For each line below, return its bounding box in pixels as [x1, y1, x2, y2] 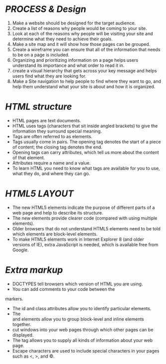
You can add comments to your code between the [12, 286, 115, 292]
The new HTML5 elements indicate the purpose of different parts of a [12, 204, 155, 210]
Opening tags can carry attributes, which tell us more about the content [12, 149, 159, 155]
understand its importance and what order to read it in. [12, 62, 125, 68]
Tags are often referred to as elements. [12, 133, 93, 139]
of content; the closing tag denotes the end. [12, 144, 103, 150]
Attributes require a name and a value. [12, 160, 91, 166]
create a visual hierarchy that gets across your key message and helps [12, 67, 157, 73]
